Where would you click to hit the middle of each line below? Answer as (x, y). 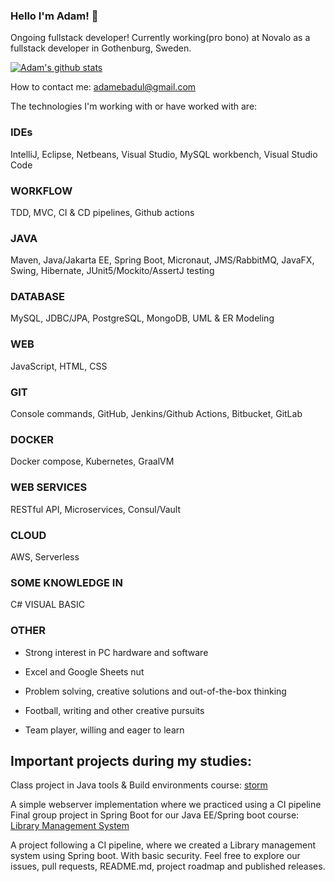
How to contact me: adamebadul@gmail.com (103, 87)
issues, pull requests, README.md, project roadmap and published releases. (168, 866)
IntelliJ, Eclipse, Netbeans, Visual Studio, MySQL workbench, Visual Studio (164, 154)
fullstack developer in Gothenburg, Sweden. (101, 48)
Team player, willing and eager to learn (104, 730)
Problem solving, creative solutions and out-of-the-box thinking (155, 691)
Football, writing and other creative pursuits (114, 710)
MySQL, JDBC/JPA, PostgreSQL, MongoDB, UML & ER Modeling (142, 318)
